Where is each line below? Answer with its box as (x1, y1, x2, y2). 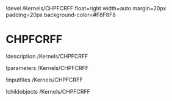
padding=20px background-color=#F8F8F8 (5, 11, 116, 18)
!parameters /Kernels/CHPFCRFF (5, 64, 89, 71)
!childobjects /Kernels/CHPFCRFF (5, 88, 91, 95)
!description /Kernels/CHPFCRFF (5, 52, 88, 60)
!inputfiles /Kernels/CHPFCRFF (5, 76, 83, 83)
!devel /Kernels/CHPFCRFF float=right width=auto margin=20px (5, 5, 167, 12)
